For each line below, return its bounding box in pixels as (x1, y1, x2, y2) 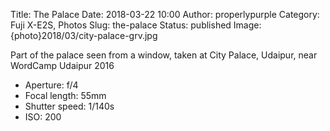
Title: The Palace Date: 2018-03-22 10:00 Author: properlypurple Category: (10, 9, 320, 20)
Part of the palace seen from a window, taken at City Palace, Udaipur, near (10, 49, 318, 61)
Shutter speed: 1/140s (24, 100, 115, 112)
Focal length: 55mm (24, 90, 107, 101)
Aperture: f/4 (24, 79, 79, 91)
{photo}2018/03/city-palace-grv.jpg (10, 30, 158, 41)
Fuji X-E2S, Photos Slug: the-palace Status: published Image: (10, 19, 262, 31)
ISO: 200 (24, 111, 62, 123)
